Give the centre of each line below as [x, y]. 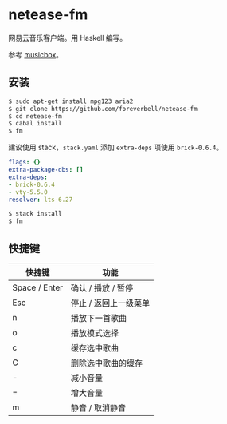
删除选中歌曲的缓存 [107, 363]
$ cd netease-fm [35, 116]
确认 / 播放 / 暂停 [102, 287]
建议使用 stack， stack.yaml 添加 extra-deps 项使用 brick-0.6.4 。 [116, 147]
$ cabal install [35, 124]
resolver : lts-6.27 [41, 200]
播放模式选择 [95, 333]
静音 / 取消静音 [98, 407]
